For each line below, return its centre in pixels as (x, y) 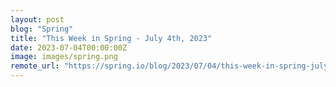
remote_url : (35, 66)
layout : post (37, 19)
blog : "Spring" (42, 29)
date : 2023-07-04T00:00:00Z (69, 47)
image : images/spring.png (64, 57)
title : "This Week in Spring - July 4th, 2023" (111, 38)
